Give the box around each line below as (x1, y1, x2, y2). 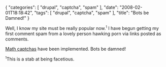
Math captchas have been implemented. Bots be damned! (5, 46, 126, 52)
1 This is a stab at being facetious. (5, 55, 75, 62)
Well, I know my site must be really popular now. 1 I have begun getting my (5, 25, 159, 31)
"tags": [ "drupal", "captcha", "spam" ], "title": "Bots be (34, 10, 149, 16)
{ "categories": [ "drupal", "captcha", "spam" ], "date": (5, 5, 119, 10)
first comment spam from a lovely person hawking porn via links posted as (5, 30, 161, 37)
